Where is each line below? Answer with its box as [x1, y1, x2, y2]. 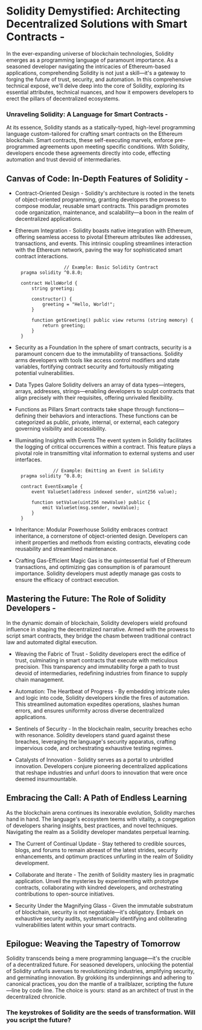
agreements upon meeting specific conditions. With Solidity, [39, 143, 189, 151]
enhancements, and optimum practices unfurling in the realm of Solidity [14, 853, 194, 860]
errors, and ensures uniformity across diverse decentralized [14, 706, 165, 714]
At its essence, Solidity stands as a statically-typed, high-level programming [6, 124, 195, 131]
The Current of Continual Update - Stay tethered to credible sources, [14, 839, 186, 847]
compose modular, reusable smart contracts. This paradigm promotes [14, 203, 189, 210]
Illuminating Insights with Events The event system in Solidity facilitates [14, 437, 192, 444]
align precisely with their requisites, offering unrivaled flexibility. [14, 394, 174, 402]
